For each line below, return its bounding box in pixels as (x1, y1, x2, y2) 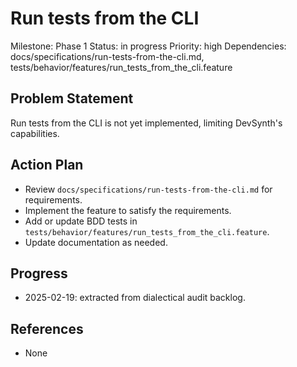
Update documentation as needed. (24, 236, 168, 248)
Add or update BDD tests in (24, 215, 138, 227)
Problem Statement (10, 90, 134, 107)
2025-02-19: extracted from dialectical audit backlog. (24, 292, 246, 304)
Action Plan (10, 157, 84, 174)
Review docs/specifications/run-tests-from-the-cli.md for (24, 183, 273, 195)
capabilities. (10, 127, 60, 139)
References (10, 320, 84, 337)
